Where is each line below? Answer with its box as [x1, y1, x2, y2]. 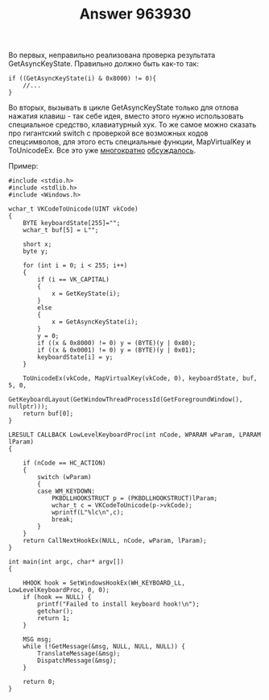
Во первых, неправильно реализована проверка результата [8, 50, 216, 60]
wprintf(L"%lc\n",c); [51, 509, 125, 517]
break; [51, 515, 74, 524]
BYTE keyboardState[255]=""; [23, 219, 121, 227]
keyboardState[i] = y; [37, 353, 114, 361]
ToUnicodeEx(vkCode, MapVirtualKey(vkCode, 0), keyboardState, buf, [23, 374, 258, 383]
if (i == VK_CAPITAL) [37, 276, 110, 284]
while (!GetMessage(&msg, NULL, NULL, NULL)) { [23, 643, 185, 651]
